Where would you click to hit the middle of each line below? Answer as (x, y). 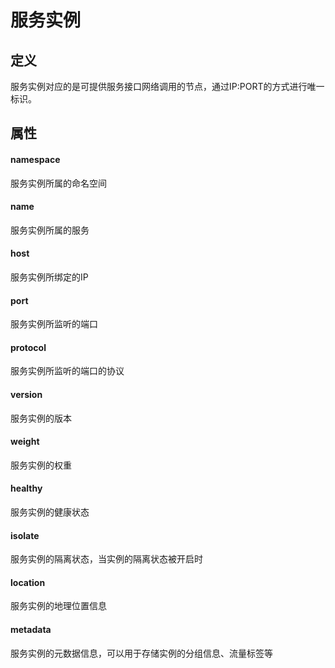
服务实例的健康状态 (50, 512)
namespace (35, 159)
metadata (31, 630)
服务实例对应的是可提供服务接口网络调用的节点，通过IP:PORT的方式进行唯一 (167, 86)
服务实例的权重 (41, 465)
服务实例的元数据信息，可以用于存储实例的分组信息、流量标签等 (141, 653)
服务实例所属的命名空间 (58, 183)
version (26, 394)
